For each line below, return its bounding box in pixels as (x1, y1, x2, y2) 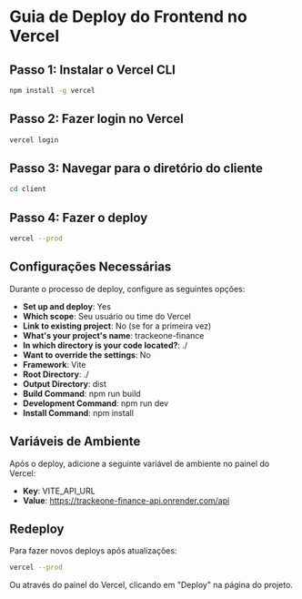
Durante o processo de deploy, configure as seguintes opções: (9, 283, 246, 294)
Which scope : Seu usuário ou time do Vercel (22, 310, 191, 321)
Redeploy (9, 521, 65, 536)
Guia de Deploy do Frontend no (9, 6, 247, 27)
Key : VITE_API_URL (22, 485, 96, 496)
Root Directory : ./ (22, 369, 89, 380)
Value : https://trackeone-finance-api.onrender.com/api (22, 494, 230, 506)
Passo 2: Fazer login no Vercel (9, 111, 184, 127)
